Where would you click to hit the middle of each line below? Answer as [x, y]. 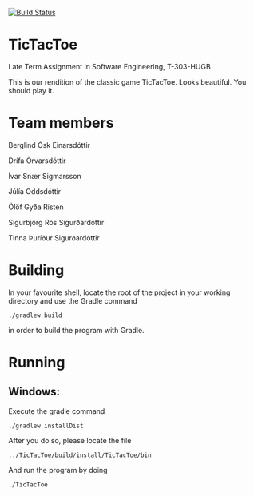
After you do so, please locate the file [70, 440]
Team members [61, 123]
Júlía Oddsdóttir [35, 191]
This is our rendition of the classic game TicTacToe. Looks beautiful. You [127, 82]
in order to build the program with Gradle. [77, 330]
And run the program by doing [58, 470]
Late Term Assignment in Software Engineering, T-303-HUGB [110, 66]
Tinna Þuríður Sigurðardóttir [54, 238]
